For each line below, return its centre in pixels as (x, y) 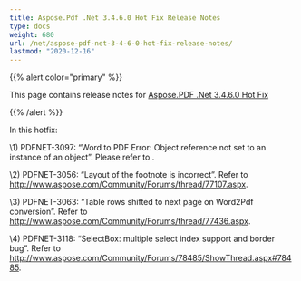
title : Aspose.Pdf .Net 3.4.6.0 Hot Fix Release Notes (115, 18)
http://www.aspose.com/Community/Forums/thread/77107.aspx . (129, 184)
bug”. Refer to (35, 248)
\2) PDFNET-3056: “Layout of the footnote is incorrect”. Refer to (129, 175)
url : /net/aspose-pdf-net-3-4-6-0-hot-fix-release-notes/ (121, 43)
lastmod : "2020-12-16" (52, 52)
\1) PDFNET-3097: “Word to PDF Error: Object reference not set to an (138, 148)
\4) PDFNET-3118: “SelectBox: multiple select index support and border (142, 239)
